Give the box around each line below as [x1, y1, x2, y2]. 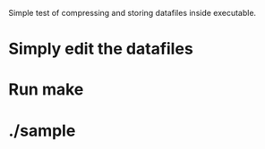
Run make [8, 79, 84, 100]
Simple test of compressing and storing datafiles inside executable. [8, 8, 257, 18]
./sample [8, 120, 76, 141]
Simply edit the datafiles [8, 39, 193, 59]
